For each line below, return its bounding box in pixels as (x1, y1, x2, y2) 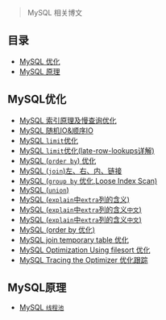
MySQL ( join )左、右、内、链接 (19, 165, 122, 176)
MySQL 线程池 (19, 302, 64, 313)
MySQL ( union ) (19, 185, 69, 194)
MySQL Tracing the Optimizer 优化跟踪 (19, 255, 148, 264)
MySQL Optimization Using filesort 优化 (19, 245, 151, 255)
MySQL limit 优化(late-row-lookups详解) (19, 145, 155, 156)
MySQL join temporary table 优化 (19, 235, 130, 244)
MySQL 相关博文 (27, 8, 82, 17)
